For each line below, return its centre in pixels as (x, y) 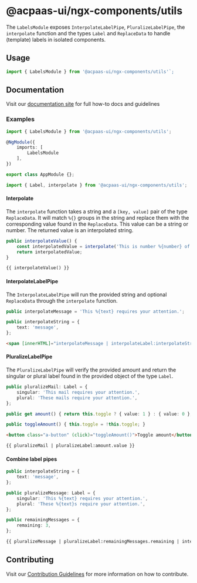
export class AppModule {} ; (40, 175)
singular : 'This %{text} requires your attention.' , (82, 498)
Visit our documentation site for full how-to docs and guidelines (83, 104)
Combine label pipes (32, 459)
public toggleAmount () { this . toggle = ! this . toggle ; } (76, 424)
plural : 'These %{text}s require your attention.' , (81, 504)
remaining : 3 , (34, 525)
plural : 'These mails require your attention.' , (77, 398)
